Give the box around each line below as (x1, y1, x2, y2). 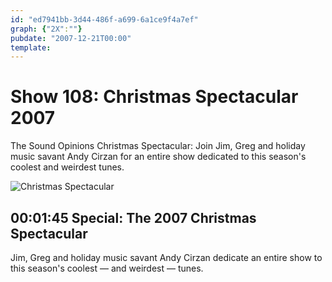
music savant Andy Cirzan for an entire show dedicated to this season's (10, 151, 307, 163)
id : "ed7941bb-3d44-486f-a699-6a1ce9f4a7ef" (10, 14, 199, 25)
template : (10, 42, 52, 53)
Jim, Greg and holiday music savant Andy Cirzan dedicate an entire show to (10, 252, 323, 263)
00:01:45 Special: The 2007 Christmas (10, 209, 257, 226)
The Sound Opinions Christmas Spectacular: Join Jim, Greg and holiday (10, 140, 306, 152)
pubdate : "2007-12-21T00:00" (10, 33, 132, 43)
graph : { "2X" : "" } (10, 24, 83, 34)
